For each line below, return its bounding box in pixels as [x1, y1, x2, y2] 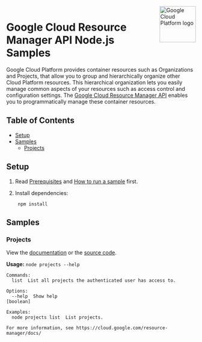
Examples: [6, 309, 31, 316]
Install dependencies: [14, 189, 69, 196]
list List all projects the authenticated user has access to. [11, 278, 176, 284]
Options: [6, 288, 28, 294]
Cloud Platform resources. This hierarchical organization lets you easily [6, 78, 183, 86]
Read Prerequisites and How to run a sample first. [14, 178, 138, 185]
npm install [17, 201, 48, 207]
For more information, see [6, 325, 74, 331]
